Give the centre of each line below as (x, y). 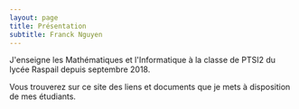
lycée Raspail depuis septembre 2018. (80, 69)
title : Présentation (48, 26)
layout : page (34, 18)
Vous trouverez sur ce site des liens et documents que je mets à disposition (150, 87)
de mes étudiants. (43, 96)
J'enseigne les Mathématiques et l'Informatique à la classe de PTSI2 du (142, 60)
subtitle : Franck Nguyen (56, 34)
